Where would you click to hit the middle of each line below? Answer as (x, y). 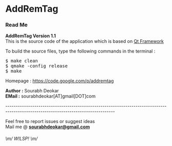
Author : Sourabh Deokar (32, 91)
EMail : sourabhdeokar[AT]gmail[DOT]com (51, 96)
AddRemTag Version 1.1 (31, 36)
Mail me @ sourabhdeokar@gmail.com (47, 127)
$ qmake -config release (36, 66)
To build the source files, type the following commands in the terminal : (80, 51)
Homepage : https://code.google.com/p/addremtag (60, 81)
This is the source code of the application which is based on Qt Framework (85, 41)
